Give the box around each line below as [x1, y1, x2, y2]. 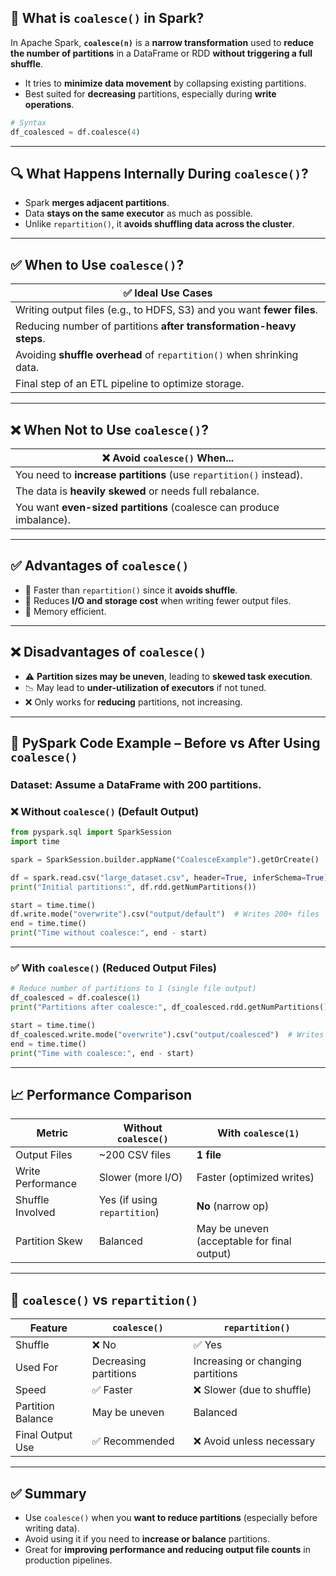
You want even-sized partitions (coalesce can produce [15, 501, 280, 514]
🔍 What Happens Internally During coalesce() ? [10, 165, 309, 182]
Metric [36, 1126, 69, 1140]
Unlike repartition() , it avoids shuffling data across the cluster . [24, 218, 295, 230]
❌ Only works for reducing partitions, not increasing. [24, 696, 243, 708]
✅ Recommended [91, 1434, 175, 1448]
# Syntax [10, 117, 47, 128]
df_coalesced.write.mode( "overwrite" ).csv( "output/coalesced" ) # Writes [10, 1029, 325, 1040]
